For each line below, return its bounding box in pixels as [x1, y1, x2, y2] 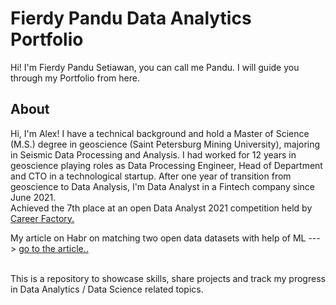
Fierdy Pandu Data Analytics [10, 7, 252, 30]
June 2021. [10, 191, 57, 203]
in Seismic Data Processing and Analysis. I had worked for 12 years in [10, 148, 297, 161]
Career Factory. [10, 212, 75, 224]
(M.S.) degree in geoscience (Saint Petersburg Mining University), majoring [10, 138, 321, 150]
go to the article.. [18, 242, 89, 254]
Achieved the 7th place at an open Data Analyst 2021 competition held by [10, 202, 313, 214]
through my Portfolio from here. [10, 72, 140, 84]
